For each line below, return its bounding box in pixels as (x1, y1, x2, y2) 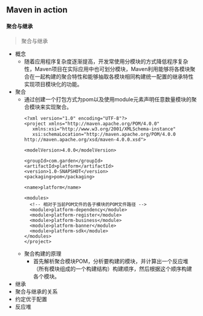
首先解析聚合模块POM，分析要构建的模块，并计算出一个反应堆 (33, 257, 188, 264)
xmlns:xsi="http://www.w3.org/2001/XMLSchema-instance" (32, 126, 176, 132)
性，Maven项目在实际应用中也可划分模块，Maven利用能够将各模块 (24, 65, 190, 72)
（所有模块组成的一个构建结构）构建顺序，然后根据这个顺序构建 (33, 265, 192, 272)
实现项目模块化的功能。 (24, 80, 83, 87)
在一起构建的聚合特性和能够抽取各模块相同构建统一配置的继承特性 (29, 73, 194, 80)
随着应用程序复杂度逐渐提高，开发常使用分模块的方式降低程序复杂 (24, 58, 188, 65)
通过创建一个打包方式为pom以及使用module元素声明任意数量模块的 (24, 95, 192, 103)
